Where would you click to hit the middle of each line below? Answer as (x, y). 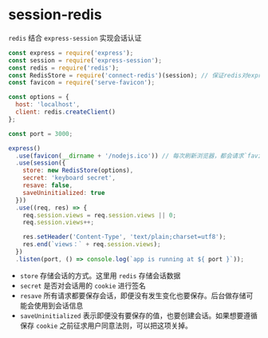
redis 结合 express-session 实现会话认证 (75, 38)
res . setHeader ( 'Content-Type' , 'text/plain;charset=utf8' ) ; (124, 237)
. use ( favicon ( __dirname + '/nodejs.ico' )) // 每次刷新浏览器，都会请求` (132, 156)
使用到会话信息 (59, 305)
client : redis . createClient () (65, 112)
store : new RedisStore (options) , (78, 171)
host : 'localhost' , (48, 105)
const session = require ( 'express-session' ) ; (85, 60)
